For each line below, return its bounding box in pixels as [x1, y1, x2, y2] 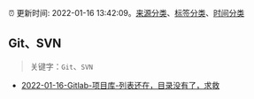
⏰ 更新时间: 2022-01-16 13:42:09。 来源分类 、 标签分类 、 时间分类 [8, 8, 245, 18]
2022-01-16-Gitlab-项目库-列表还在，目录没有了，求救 [20, 80, 220, 90]
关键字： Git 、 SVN [29, 61, 94, 72]
